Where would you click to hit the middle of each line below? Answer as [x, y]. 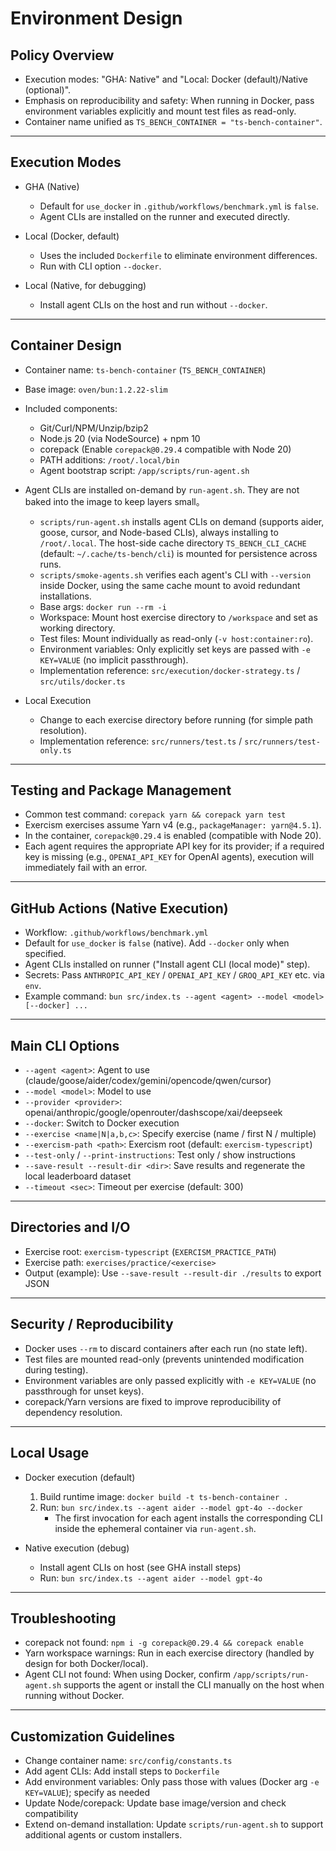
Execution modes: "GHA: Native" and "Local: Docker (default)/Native [166, 79]
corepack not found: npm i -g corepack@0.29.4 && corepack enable [164, 1643]
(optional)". [48, 90]
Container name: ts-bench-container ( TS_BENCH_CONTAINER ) [145, 369]
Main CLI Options [65, 1045]
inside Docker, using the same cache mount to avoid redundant [170, 585]
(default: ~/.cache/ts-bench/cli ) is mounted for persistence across [178, 553]
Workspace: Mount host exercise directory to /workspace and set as [178, 617]
